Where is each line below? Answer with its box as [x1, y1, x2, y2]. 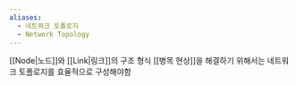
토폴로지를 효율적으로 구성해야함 [18, 66, 131, 77]
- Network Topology [17, 30, 90, 38]
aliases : [9, 13, 42, 22]
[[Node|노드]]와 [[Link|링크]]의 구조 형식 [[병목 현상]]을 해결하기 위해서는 [9, 55, 266, 66]
